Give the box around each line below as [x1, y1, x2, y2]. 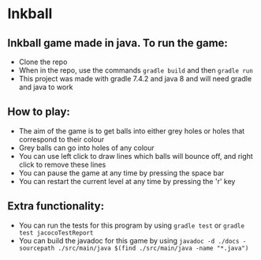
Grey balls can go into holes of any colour [18, 143, 155, 153]
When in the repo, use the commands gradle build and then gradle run [18, 66, 253, 75]
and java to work [18, 82, 73, 92]
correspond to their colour [18, 134, 105, 144]
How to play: [7, 105, 70, 119]
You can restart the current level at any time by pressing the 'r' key [18, 176, 236, 186]
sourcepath [18, 244, 55, 252]
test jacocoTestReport [18, 228, 94, 237]
